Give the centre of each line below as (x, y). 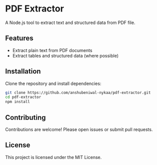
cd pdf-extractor (23, 97)
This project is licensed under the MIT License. (53, 157)
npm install (17, 102)
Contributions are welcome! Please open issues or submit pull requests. (79, 129)
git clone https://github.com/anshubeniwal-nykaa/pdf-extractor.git (78, 92)
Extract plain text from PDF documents (52, 50)
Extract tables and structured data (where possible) (65, 55)
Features (19, 38)
